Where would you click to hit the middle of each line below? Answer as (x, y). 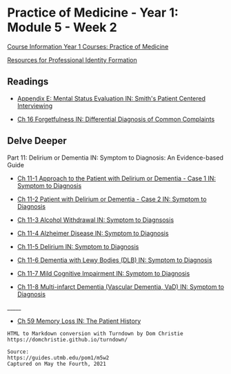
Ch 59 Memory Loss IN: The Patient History (79, 321)
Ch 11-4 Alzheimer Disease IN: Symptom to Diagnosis (93, 233)
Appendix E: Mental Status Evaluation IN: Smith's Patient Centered (111, 98)
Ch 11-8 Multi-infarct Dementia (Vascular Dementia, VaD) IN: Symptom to (120, 287)
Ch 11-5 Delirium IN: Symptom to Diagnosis (78, 246)
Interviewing (35, 106)
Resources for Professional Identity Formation (72, 59)
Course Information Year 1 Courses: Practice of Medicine (88, 46)
